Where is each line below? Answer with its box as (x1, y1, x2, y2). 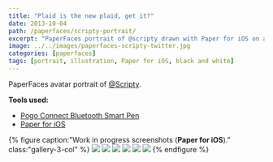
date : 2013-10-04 (8, 19, 67, 28)
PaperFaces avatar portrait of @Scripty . (8, 79, 141, 89)
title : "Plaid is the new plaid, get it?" (8, 11, 154, 20)
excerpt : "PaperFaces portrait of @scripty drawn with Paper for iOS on (8, 34, 260, 43)
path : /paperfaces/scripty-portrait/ (8, 27, 136, 35)
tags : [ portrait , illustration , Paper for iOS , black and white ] (8, 58, 234, 66)
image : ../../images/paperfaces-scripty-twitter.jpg (8, 42, 191, 50)
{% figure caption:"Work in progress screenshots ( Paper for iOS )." (8, 134, 231, 144)
